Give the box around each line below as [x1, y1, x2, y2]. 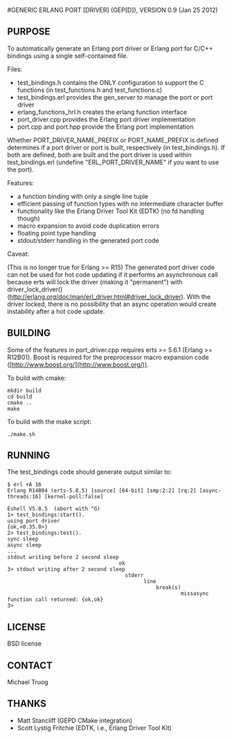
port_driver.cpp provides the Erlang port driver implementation [17, 115, 196, 123]
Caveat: [7, 249, 30, 258]
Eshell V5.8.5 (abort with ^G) [7, 505, 100, 513]
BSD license [7, 639, 42, 648]
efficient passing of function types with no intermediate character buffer [17, 199, 224, 208]
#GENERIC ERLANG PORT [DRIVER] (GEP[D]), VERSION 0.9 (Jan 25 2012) [7, 6, 218, 14]
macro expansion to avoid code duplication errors [17, 221, 159, 230]
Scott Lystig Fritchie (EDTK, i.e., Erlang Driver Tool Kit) [17, 723, 172, 732]
